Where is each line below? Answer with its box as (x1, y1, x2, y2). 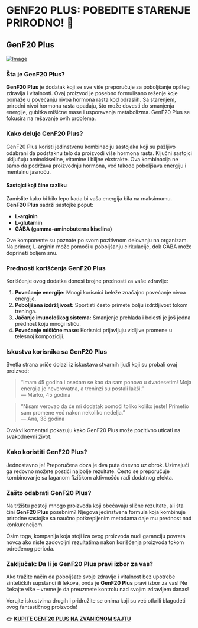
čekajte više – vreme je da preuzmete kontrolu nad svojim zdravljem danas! (6, 586, 189, 593)
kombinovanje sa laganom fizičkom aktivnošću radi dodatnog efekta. (6, 474, 174, 481)
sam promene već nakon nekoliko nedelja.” (20, 409, 125, 416)
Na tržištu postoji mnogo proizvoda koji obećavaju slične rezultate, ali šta (6, 502, 184, 509)
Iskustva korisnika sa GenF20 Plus (6, 348, 108, 356)
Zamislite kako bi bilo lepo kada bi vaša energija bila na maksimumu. (6, 195, 173, 202)
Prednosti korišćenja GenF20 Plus (6, 264, 106, 272)
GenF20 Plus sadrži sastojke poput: (6, 201, 93, 208)
